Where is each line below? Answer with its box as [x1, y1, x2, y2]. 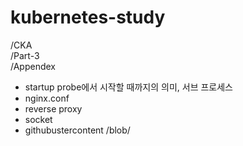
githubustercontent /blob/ [24, 124, 131, 136]
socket [24, 113, 53, 125]
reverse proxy [24, 102, 83, 115]
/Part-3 [10, 49, 40, 61]
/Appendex [10, 60, 57, 72]
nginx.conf [24, 92, 70, 104]
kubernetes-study [10, 6, 166, 29]
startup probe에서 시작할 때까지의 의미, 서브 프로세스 [24, 81, 233, 93]
